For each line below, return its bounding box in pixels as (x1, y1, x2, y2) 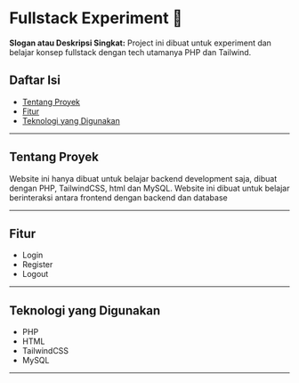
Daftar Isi (9, 73, 61, 88)
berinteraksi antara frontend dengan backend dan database (9, 191, 229, 203)
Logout (21, 269, 49, 280)
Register (21, 259, 53, 270)
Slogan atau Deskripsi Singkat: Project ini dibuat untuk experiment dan (9, 37, 271, 48)
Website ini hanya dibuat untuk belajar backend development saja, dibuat (9, 173, 278, 183)
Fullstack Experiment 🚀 (9, 8, 183, 29)
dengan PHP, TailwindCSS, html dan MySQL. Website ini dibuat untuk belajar (9, 183, 290, 193)
